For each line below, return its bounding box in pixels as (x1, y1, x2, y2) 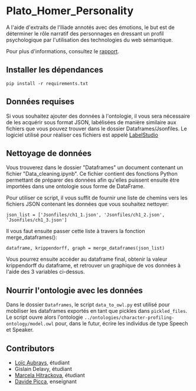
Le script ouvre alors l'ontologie (6, 314, 84, 321)
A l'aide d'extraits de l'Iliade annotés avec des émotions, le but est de (6, 24, 175, 31)
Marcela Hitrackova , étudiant (14, 371, 86, 379)
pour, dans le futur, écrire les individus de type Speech (55, 320, 188, 327)
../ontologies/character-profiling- (84, 315, 175, 321)
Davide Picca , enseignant (14, 378, 77, 385)
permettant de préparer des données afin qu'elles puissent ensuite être (6, 176, 180, 184)
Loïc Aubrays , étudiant (14, 359, 70, 366)
